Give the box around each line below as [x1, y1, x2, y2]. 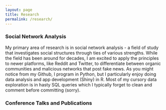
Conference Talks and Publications [5, 99, 92, 106]
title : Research [5, 12, 39, 17]
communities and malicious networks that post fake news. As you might [5, 65, 154, 71]
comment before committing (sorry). [5, 87, 81, 93]
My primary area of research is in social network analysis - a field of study [5, 44, 159, 50]
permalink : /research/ [5, 16, 53, 21]
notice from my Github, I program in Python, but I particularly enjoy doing [5, 71, 156, 77]
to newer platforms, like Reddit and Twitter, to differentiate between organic [5, 60, 161, 66]
